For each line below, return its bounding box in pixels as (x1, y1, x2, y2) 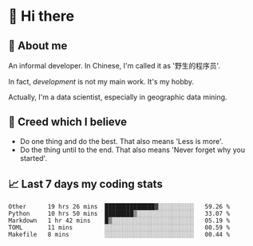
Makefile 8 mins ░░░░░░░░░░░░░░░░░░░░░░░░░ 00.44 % (8, 230, 230, 238)
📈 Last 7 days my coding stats (8, 178, 164, 191)
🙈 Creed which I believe (8, 115, 128, 129)
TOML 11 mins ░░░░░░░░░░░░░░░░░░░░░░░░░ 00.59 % (8, 223, 230, 232)
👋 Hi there (8, 7, 74, 25)
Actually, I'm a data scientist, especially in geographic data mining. (8, 92, 227, 102)
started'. (19, 153, 48, 162)
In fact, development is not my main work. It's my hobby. (8, 77, 194, 86)
